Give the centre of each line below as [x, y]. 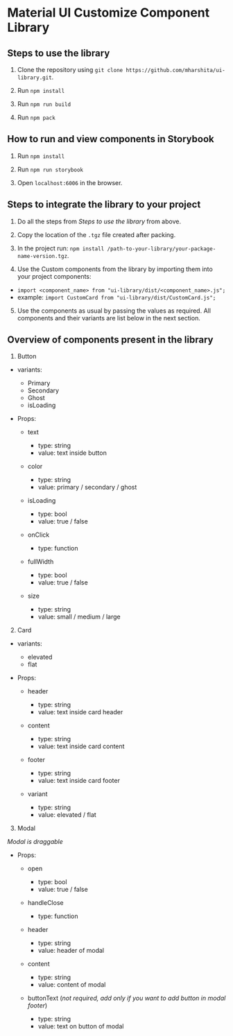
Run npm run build [44, 104]
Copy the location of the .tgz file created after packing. [96, 234]
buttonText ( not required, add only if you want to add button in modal [127, 998]
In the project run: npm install [61, 248]
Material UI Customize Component [109, 13]
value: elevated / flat [67, 815]
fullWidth [41, 562]
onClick [38, 535]
